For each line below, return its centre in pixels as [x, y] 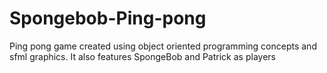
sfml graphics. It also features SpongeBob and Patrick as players [142, 56]
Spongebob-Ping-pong [108, 18]
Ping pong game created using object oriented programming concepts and [163, 46]
